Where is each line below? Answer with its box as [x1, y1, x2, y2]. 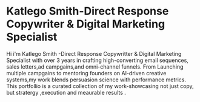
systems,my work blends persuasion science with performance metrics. [6, 76, 187, 83]
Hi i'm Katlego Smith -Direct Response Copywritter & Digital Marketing [6, 50, 182, 57]
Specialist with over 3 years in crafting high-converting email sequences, [6, 56, 189, 64]
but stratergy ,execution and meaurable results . [6, 89, 126, 96]
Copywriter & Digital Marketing [6, 17, 165, 31]
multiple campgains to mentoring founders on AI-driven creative [6, 69, 167, 76]
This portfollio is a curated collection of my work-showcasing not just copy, [6, 82, 194, 89]
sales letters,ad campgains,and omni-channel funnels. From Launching [6, 63, 184, 70]
